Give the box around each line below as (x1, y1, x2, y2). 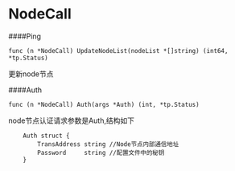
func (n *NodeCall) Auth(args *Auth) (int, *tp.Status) (8, 100, 200, 108)
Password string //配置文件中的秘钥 (37, 149, 165, 157)
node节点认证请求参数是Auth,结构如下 (8, 116, 135, 125)
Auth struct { (23, 132, 70, 140)
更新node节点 (8, 69, 54, 79)
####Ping (8, 31, 42, 41)
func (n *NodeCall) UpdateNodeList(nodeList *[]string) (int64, (8, 47, 229, 55)
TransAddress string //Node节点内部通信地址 (37, 140, 179, 149)
